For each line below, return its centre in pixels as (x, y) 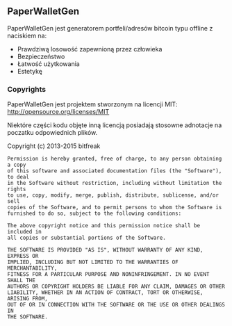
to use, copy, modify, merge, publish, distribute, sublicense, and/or (113, 195)
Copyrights (27, 89)
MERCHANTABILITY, (32, 268)
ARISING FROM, (28, 299)
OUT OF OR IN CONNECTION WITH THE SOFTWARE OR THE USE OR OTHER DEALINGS (116, 305)
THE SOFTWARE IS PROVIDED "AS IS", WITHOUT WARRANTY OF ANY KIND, (105, 250)
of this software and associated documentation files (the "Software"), (115, 171)
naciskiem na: (27, 35)
